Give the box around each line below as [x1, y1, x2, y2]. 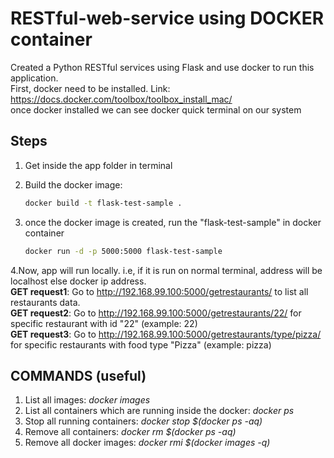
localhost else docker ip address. [10, 275, 147, 287]
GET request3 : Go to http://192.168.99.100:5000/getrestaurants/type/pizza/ [10, 328, 322, 340]
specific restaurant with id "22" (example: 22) [10, 317, 198, 329]
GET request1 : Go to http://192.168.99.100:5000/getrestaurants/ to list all [10, 285, 309, 297]
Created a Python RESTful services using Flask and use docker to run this [10, 61, 315, 73]
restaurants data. [10, 296, 81, 308]
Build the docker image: [24, 178, 123, 191]
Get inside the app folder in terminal [24, 159, 173, 171]
